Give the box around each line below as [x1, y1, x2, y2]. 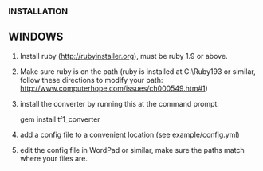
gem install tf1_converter [19, 114, 101, 124]
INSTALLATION [8, 6, 69, 17]
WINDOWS [8, 30, 64, 44]
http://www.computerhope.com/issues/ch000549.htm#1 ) [19, 84, 209, 93]
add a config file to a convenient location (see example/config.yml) [19, 130, 241, 139]
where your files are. [19, 154, 88, 163]
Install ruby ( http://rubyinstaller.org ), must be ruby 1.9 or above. [19, 51, 229, 60]
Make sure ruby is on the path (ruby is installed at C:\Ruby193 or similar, [19, 66, 257, 76]
